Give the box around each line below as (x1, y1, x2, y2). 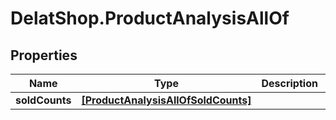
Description (261, 77, 318, 90)
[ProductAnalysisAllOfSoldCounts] (81, 93, 252, 107)
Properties (10, 47, 78, 64)
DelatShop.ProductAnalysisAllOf (10, 7, 290, 30)
